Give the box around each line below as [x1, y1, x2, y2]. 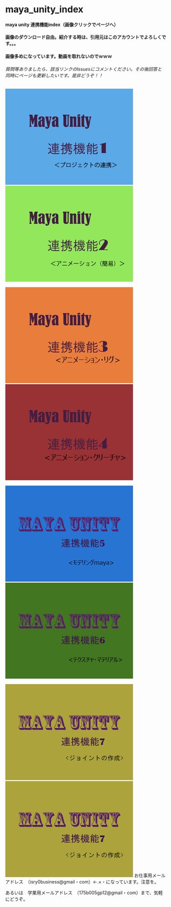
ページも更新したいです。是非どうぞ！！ [18, 72, 103, 78]
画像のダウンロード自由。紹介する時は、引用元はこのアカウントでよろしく [5, 34, 162, 40]
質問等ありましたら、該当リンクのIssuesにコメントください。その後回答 [5, 66, 158, 72]
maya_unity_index [5, 4, 84, 15]
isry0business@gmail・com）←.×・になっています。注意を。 [30, 879, 159, 885]
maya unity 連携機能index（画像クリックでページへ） [5, 22, 119, 28]
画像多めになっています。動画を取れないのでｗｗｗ [5, 53, 112, 59]
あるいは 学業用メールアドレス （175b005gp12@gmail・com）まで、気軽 [5, 890, 163, 896]
